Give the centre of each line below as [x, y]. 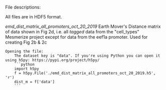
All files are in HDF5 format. [34, 17]
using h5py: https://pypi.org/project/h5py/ [52, 60]
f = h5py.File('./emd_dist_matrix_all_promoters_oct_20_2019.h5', [85, 73]
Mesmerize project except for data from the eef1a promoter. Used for [76, 37]
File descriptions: [23, 7]
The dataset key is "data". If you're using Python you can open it [87, 56]
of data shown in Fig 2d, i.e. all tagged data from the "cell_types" [72, 32]
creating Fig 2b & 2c [26, 42]
